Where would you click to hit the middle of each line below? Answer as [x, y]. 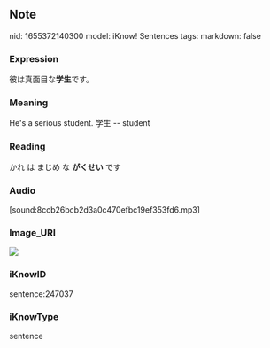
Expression [34, 58]
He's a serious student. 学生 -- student [80, 123]
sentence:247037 [41, 294]
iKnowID [28, 275]
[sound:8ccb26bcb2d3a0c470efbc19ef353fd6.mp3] [105, 210]
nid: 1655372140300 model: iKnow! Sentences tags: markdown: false [135, 35]
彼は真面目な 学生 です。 [52, 80]
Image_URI [32, 232]
